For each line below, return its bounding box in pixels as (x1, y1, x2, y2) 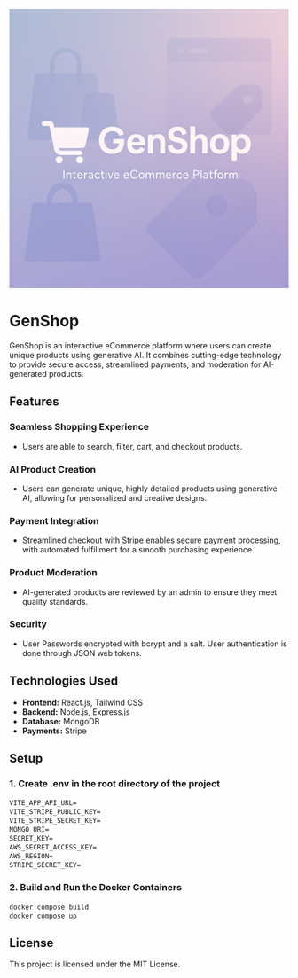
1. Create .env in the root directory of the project (9, 777, 220, 789)
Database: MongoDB (21, 716, 100, 726)
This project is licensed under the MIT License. (9, 958, 181, 970)
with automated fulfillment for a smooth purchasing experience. (21, 544, 255, 555)
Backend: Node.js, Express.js (21, 706, 130, 717)
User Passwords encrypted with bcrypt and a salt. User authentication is (21, 638, 287, 649)
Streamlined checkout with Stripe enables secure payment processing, (21, 535, 281, 545)
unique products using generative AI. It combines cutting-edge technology (9, 349, 282, 360)
